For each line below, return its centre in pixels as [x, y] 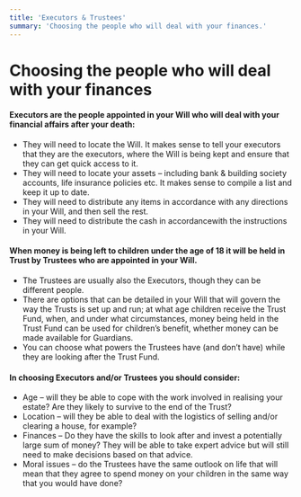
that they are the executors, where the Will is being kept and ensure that [155, 154]
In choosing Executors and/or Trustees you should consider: [125, 377]
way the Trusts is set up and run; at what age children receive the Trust [154, 309]
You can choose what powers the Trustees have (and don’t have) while [154, 348]
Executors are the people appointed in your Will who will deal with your [145, 115]
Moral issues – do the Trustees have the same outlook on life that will [150, 465]
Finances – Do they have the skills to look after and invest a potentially [152, 436]
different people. [53, 290]
